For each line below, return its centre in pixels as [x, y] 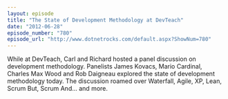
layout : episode [30, 13]
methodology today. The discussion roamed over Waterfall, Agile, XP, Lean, [115, 81]
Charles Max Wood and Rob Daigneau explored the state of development [111, 74]
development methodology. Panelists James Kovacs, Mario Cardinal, [105, 66]
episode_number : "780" [40, 33]
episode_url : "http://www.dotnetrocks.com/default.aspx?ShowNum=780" [110, 39]
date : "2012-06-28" [35, 26]
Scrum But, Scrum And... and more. [58, 89]
